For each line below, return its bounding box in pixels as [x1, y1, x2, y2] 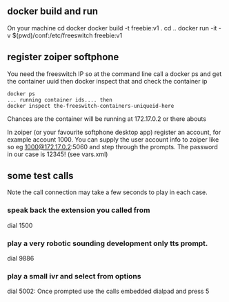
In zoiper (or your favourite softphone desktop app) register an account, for [7, 128, 221, 136]
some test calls [7, 170, 74, 182]
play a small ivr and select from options [7, 271, 141, 281]
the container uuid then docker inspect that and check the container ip [7, 77, 208, 85]
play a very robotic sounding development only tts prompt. [7, 238, 208, 248]
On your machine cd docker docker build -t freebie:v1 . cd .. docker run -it [7, 23, 217, 32]
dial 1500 [7, 221, 33, 229]
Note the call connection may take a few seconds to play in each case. [7, 188, 208, 196]
